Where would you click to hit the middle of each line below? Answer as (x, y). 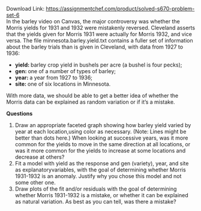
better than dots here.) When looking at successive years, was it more (101, 138)
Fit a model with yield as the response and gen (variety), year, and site (102, 163)
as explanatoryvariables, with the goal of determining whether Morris (100, 170)
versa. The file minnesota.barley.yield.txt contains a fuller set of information (100, 40)
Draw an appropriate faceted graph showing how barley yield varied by (103, 125)
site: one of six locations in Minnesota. (63, 84)
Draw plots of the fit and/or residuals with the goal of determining (96, 189)
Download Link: (25, 9)
